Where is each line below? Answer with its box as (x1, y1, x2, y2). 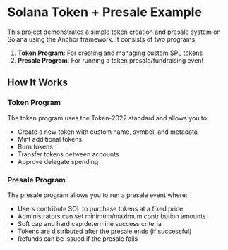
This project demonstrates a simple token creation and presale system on (7, 27, 221, 36)
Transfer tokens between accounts (17, 149, 119, 158)
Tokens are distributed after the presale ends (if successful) (17, 227, 192, 235)
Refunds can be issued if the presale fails (17, 234, 138, 243)
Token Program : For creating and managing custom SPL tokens (17, 49, 203, 57)
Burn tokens (17, 142, 53, 151)
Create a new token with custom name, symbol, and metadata (17, 127, 198, 136)
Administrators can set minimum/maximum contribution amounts (17, 212, 206, 220)
